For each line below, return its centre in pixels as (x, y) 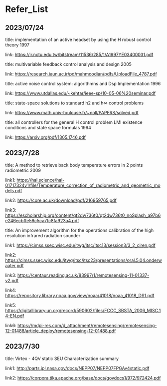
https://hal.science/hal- (41, 180)
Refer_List (27, 9)
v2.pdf (12, 280)
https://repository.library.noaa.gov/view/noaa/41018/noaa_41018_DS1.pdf (80, 295)
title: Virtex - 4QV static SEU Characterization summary (62, 359)
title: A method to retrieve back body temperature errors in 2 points (74, 165)
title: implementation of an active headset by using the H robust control (78, 39)
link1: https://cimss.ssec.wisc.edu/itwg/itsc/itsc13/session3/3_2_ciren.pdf (80, 245)
